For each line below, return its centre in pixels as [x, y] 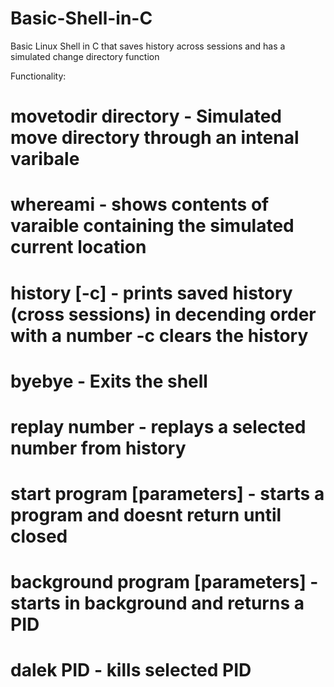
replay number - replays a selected [158, 426]
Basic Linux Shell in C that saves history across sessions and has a [148, 46]
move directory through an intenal [155, 138]
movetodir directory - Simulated [146, 116]
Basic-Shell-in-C [81, 18]
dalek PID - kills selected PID [131, 670]
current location [78, 247]
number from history [98, 448]
